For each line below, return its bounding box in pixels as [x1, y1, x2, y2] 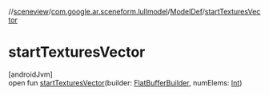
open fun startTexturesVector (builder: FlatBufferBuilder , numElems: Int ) [8, 77, 243, 87]
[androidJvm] [8, 69, 54, 79]
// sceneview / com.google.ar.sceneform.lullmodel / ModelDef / [8, 7, 206, 16]
